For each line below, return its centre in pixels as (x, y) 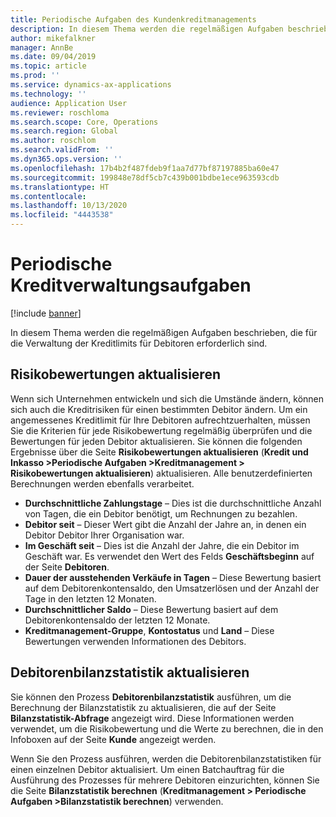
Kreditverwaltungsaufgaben (131, 285)
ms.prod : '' (35, 76)
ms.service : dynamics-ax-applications (91, 85)
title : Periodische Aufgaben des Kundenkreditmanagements (133, 19)
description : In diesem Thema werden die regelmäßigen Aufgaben (147, 29)
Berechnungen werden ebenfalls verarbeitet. (102, 483)
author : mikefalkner (53, 38)
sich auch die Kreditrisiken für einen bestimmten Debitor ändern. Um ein (159, 409)
